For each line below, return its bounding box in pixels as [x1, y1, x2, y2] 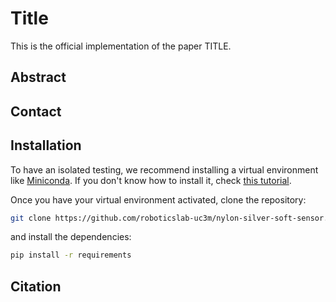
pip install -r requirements [10, 250, 132, 261]
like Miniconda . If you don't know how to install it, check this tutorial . [10, 174, 292, 186]
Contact [10, 103, 62, 120]
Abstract [10, 69, 67, 86]
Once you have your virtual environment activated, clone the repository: [10, 193, 307, 206]
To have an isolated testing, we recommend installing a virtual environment [10, 163, 319, 176]
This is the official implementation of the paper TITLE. [10, 40, 232, 52]
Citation [10, 278, 62, 295]
